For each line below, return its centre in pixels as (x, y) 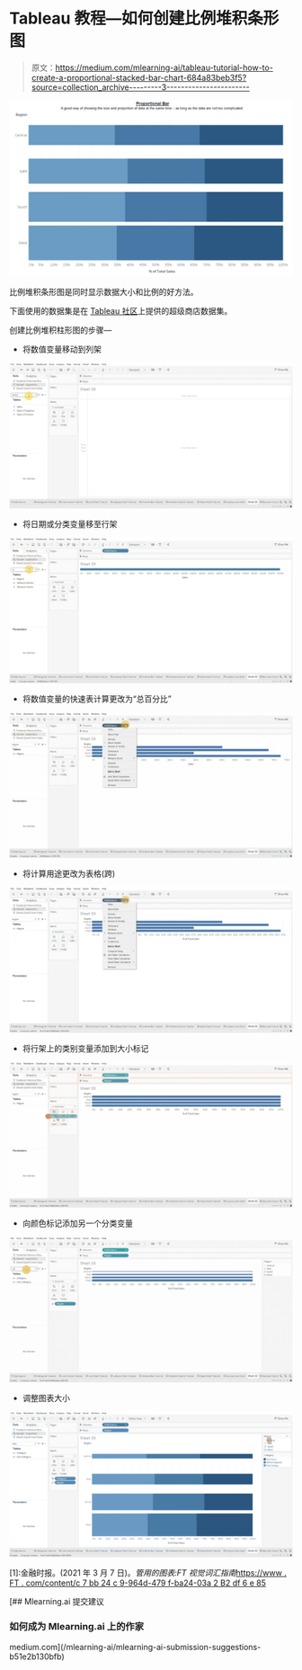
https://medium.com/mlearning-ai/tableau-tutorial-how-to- (164, 67)
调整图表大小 (46, 1398)
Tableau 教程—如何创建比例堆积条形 (144, 18)
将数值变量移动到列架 (62, 349)
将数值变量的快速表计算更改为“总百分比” (97, 699)
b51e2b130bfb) (37, 1657)
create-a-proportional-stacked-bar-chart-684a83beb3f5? (139, 77)
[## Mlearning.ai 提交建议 (57, 1601)
